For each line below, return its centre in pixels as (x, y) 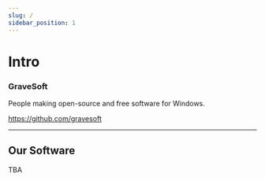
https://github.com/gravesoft (55, 118)
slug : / (21, 15)
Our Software (42, 151)
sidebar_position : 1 (42, 23)
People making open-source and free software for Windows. (106, 103)
